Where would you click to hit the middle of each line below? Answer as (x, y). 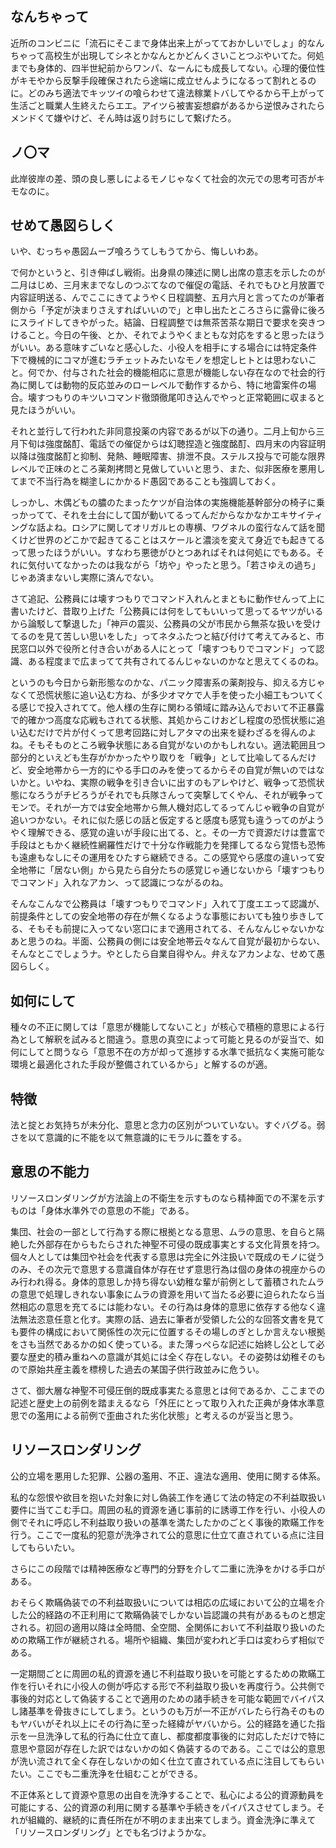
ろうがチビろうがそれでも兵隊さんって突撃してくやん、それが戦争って (180, 795)
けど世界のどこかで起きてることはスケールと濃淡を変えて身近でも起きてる (171, 540)
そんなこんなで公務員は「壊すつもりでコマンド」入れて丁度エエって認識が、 (167, 904)
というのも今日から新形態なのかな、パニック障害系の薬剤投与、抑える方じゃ (168, 683)
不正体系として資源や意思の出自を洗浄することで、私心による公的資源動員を (167, 1794)
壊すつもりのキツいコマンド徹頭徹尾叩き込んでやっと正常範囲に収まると (176, 398)
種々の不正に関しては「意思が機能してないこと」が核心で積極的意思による (163, 1027)
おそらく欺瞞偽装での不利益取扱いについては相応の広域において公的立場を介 (167, 1602)
